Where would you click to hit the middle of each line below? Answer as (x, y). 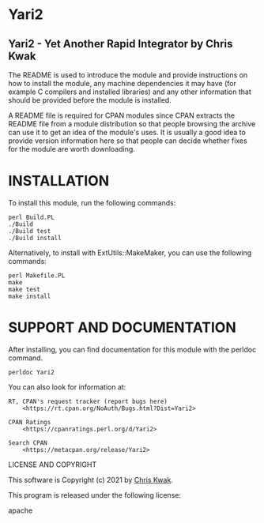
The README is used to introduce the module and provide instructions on (128, 75)
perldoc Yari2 (32, 372)
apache (21, 510)
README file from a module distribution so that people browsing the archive (132, 124)
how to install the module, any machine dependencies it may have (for (123, 83)
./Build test (30, 231)
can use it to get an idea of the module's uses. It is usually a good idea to (127, 132)
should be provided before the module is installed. (90, 100)
